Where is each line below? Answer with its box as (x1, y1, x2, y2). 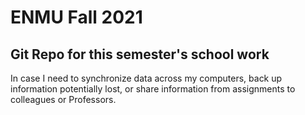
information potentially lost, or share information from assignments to (10, 83, 296, 95)
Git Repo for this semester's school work (10, 46, 270, 63)
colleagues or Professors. (10, 94, 117, 105)
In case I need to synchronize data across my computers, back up (10, 72, 283, 84)
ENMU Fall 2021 (10, 6, 143, 29)
